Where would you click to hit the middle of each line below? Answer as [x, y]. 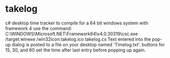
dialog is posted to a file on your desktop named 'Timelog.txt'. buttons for [88, 44]
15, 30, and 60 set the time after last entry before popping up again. [76, 50]
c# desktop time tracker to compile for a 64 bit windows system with [77, 23]
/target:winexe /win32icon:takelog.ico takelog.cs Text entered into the [78, 39]
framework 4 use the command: [39, 28]
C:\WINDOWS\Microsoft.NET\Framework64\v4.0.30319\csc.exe [72, 34]
